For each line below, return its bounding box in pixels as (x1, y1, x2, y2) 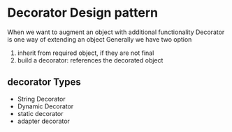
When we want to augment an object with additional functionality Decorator (7, 28, 225, 36)
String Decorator (17, 94, 66, 103)
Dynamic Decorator (17, 102, 74, 110)
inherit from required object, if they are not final (17, 49, 154, 57)
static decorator (17, 109, 64, 117)
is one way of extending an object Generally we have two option (7, 35, 192, 43)
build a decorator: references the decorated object (17, 56, 164, 64)
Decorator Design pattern (7, 5, 159, 21)
